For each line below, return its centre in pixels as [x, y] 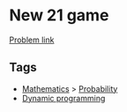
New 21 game [59, 15]
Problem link [32, 40]
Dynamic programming [63, 98]
